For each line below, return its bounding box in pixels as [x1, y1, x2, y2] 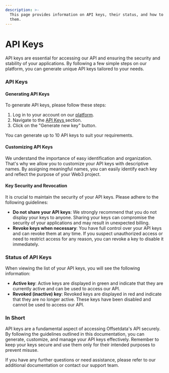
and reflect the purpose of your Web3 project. [5, 171, 101, 177]
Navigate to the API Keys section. [12, 117, 82, 123]
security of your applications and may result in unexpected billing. [12, 220, 150, 226]
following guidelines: [5, 199, 48, 205]
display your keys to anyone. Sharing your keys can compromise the [12, 214, 155, 220]
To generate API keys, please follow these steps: [5, 102, 106, 108]
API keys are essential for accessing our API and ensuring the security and [5, 55, 160, 61]
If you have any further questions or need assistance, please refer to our [5, 357, 156, 363]
